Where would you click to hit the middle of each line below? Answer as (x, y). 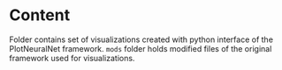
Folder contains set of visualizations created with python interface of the (141, 39)
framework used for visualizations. (72, 58)
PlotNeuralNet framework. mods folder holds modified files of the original (141, 48)
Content (40, 15)
